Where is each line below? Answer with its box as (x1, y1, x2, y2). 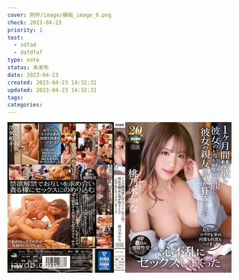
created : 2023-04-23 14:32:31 (7, 79, 97, 86)
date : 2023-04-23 (7, 71, 59, 78)
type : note (7, 57, 40, 64)
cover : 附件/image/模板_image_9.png (7, 11, 112, 18)
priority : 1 (7, 26, 43, 33)
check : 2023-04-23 (7, 18, 62, 26)
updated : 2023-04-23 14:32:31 (7, 86, 97, 94)
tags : (7, 94, 23, 101)
